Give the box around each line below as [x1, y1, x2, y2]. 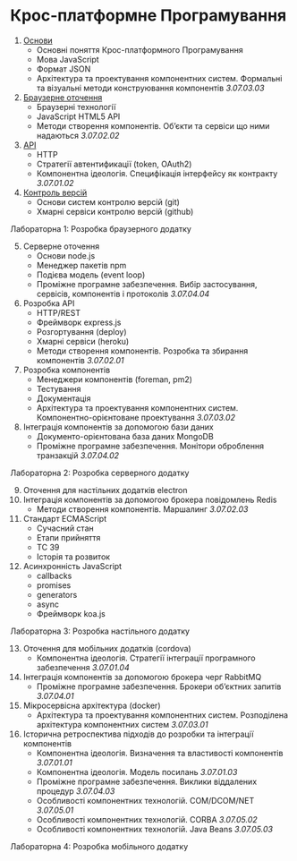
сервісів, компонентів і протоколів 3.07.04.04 [36, 288, 210, 299]
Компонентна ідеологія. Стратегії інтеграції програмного [36, 652, 256, 663]
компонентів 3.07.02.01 [36, 354, 124, 365]
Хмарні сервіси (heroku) [36, 336, 130, 346]
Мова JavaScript [36, 54, 99, 64]
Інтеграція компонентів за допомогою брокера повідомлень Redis [22, 494, 277, 505]
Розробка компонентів [22, 364, 111, 375]
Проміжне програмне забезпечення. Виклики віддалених [36, 776, 258, 787]
